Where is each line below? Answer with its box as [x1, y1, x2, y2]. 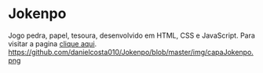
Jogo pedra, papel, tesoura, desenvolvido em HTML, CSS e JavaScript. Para [8, 31, 255, 40]
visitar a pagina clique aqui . [8, 38, 97, 48]
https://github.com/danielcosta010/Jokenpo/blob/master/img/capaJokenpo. [8, 47, 254, 57]
